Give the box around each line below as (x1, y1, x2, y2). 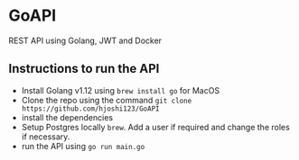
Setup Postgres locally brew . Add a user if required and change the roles (21, 121, 290, 132)
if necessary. (21, 131, 70, 142)
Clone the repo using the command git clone (21, 94, 192, 105)
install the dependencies (21, 111, 114, 122)
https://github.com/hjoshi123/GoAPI (21, 104, 160, 113)
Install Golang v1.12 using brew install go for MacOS (21, 84, 220, 95)
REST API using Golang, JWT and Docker (8, 35, 163, 46)
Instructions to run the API (8, 61, 160, 76)
